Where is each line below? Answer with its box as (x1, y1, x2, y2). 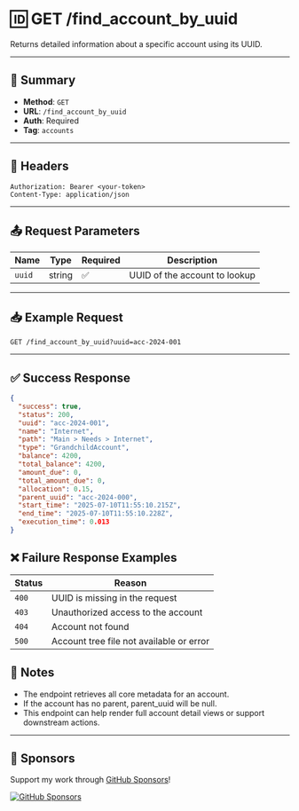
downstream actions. (22, 717, 100, 728)
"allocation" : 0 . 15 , (18, 484, 94, 493)
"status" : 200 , (18, 410, 75, 419)
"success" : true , (18, 402, 83, 411)
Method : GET (22, 96, 69, 106)
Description (167, 254, 218, 266)
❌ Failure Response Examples (10, 550, 177, 565)
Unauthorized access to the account (51, 606, 203, 618)
